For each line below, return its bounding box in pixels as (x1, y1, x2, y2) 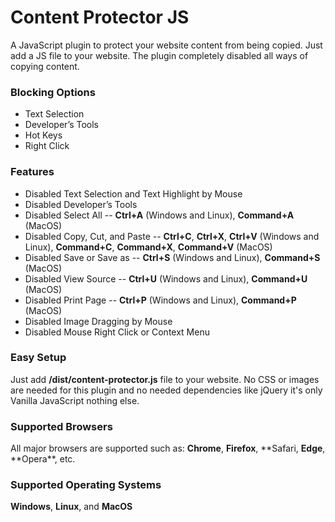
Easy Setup (10, 351, 67, 365)
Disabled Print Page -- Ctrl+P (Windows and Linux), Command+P (24, 294, 297, 306)
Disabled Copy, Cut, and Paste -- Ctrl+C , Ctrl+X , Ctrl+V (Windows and (24, 230, 320, 242)
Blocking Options (10, 85, 96, 99)
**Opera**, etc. (10, 453, 76, 465)
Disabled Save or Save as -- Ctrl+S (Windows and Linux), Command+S (24, 251, 321, 263)
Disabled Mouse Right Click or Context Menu (24, 326, 210, 338)
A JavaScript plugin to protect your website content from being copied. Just (10, 39, 323, 51)
